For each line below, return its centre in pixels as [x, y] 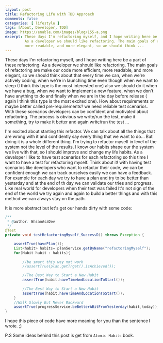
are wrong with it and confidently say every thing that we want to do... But [79, 136]
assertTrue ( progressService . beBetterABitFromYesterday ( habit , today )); [87, 307]
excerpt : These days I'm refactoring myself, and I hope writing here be [81, 37]
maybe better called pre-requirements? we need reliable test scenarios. [76, 106]
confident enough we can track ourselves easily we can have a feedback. [79, 172]
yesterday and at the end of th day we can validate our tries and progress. [79, 183]
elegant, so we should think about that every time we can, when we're [75, 75]
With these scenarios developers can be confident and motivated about [77, 111]
